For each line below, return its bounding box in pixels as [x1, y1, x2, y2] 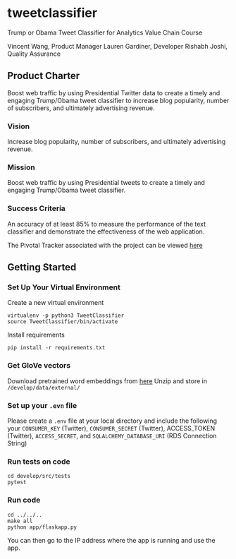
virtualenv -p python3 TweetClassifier [7, 312, 125, 319]
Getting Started [7, 261, 77, 273]
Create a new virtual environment [7, 299, 104, 307]
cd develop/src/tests [7, 473, 71, 480]
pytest [7, 479, 27, 486]
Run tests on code [7, 457, 70, 467]
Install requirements [7, 330, 65, 339]
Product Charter [7, 70, 80, 82]
